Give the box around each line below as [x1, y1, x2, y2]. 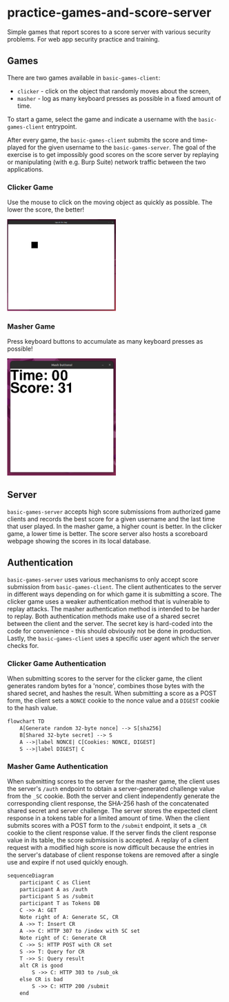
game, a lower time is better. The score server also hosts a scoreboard [7, 529, 208, 537]
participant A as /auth [19, 887, 88, 893]
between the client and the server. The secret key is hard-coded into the [7, 619, 213, 627]
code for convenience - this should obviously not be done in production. [7, 627, 212, 635]
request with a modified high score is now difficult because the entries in [7, 844, 215, 852]
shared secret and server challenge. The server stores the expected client [7, 807, 218, 815]
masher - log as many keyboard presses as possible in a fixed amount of [17, 94, 221, 102]
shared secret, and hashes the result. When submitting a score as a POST [7, 689, 217, 697]
